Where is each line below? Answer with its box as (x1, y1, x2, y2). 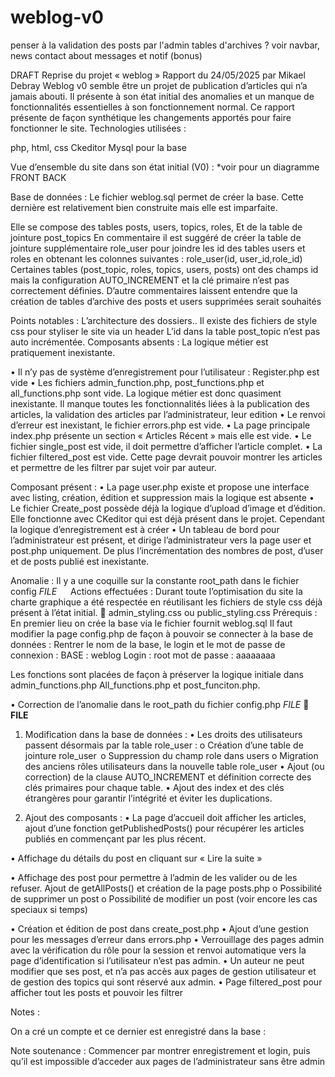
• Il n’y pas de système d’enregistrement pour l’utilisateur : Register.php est (10, 366, 320, 378)
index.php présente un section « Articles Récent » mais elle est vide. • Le (10, 429, 312, 441)
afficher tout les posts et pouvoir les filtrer (10, 986, 183, 998)
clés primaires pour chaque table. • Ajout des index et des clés (24, 781, 285, 793)
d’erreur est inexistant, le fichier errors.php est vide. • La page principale (10, 419, 311, 431)
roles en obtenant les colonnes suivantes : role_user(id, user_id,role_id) (10, 252, 303, 265)
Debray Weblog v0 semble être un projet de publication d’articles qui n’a (10, 79, 308, 91)
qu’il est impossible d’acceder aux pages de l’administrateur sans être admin (10, 1055, 326, 1067)
